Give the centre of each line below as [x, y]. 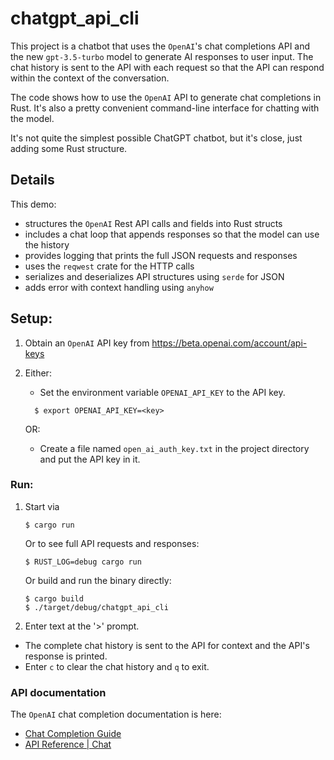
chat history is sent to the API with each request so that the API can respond [167, 67]
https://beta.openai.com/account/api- [229, 343]
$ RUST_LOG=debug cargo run [83, 562]
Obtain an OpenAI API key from [87, 343]
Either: [38, 373]
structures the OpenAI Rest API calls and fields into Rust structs [153, 223]
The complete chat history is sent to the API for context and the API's [167, 645]
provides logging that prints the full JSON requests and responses [161, 255]
